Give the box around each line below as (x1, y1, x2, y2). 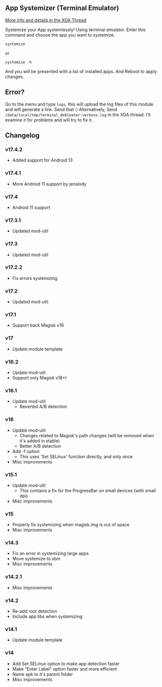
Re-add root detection (12, 608, 58, 614)
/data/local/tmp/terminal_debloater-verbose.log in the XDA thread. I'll (5, 111, 151, 118)
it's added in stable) (19, 438, 60, 444)
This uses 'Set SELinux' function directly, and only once (19, 454, 133, 459)
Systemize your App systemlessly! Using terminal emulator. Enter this (5, 27, 146, 33)
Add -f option (12, 448, 40, 454)
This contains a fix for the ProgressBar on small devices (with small (19, 487, 156, 494)
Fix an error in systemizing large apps (12, 550, 89, 556)
